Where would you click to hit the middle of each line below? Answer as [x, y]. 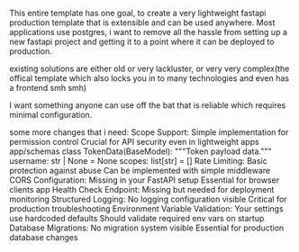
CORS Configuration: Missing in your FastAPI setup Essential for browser [145, 180]
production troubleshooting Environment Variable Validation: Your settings [146, 209]
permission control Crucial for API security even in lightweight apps [134, 142]
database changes [44, 237]
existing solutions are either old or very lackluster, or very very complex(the [149, 68]
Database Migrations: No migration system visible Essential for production [147, 228]
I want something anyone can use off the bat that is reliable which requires [148, 105]
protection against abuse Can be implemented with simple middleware [140, 171]
